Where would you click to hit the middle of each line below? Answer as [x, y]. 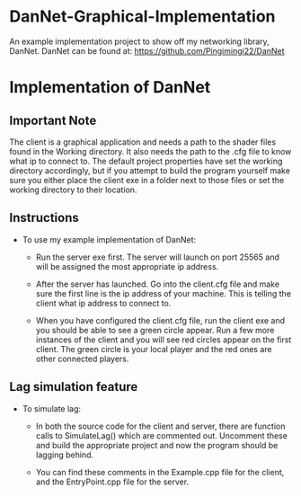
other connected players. [82, 359]
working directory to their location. [73, 190]
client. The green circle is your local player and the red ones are [154, 349]
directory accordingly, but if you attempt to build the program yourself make [150, 170]
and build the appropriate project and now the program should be [157, 445]
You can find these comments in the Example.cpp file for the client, [160, 472]
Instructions [44, 218]
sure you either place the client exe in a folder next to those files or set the [147, 180]
